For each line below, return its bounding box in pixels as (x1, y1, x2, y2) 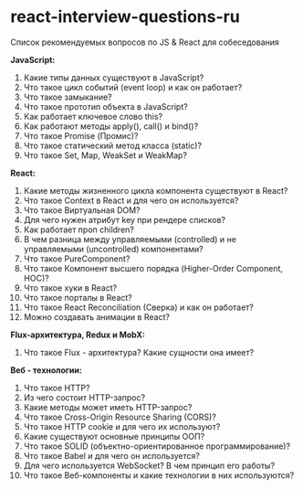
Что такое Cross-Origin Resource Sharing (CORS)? (23, 411, 217, 422)
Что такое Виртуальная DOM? (23, 204, 141, 216)
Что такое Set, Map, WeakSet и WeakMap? (23, 149, 188, 161)
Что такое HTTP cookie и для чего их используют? (23, 421, 221, 431)
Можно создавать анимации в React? (23, 311, 170, 322)
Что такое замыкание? (23, 91, 112, 102)
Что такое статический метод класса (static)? (23, 140, 203, 151)
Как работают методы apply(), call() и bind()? (23, 121, 199, 132)
